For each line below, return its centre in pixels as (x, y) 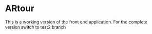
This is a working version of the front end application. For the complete (76, 22)
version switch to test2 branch (36, 27)
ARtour (20, 8)
